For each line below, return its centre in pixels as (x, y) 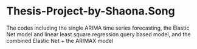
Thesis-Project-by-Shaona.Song (91, 11)
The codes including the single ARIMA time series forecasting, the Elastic (98, 28)
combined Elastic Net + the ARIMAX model (60, 41)
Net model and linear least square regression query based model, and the (98, 34)
